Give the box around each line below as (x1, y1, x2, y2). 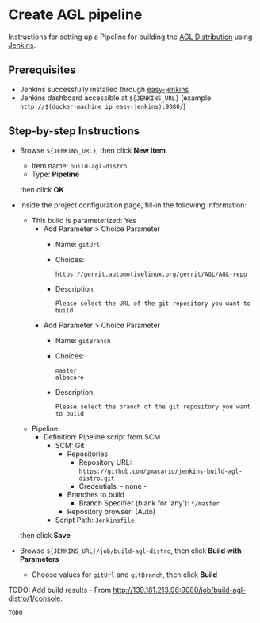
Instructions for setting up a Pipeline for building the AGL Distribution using (8, 32, 253, 41)
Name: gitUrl (55, 239, 101, 249)
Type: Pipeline (31, 169, 80, 179)
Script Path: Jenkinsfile (55, 515, 135, 524)
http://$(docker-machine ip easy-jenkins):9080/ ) (19, 101, 186, 110)
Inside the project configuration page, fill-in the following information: (19, 200, 247, 210)
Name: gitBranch (55, 335, 111, 345)
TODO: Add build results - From (8, 585, 112, 594)
